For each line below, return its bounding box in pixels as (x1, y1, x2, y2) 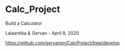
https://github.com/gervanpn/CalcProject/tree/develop (5, 39, 120, 46)
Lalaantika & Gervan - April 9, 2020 (5, 30, 79, 36)
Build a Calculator (5, 20, 42, 26)
